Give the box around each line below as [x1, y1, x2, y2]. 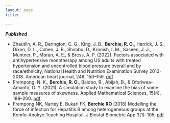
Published [5, 31, 27, 37]
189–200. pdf [12, 95, 41, 101]
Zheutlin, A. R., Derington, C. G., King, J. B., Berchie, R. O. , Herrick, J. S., [12, 40, 165, 47]
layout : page [5, 7, 33, 13]
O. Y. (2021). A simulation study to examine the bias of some [31, 84, 159, 90]
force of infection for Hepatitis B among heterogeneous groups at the [12, 106, 159, 112]
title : [5, 12, 19, 17]
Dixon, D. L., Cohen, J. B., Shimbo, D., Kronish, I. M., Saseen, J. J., [12, 46, 152, 52]
